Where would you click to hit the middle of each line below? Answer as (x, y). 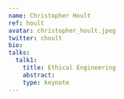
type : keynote (46, 82)
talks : (19, 53)
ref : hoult (26, 23)
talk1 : (26, 61)
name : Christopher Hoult (50, 16)
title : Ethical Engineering (69, 68)
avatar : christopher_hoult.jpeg (62, 30)
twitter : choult (35, 38)
